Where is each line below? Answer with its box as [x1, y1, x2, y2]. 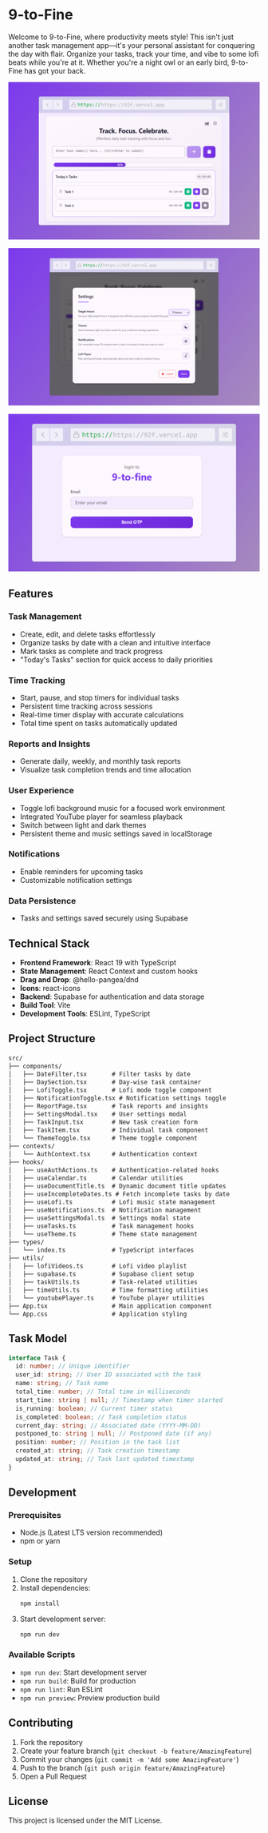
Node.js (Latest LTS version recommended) [19, 1527, 164, 1537]
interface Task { [8, 1354, 66, 1362]
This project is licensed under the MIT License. [8, 1815, 163, 1825]
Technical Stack [8, 936, 90, 950]
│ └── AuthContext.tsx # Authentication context [8, 1150, 198, 1158]
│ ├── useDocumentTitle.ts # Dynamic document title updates [8, 1182, 227, 1190]
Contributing [8, 1716, 73, 1730]
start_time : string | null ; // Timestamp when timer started [15, 1396, 223, 1404]
